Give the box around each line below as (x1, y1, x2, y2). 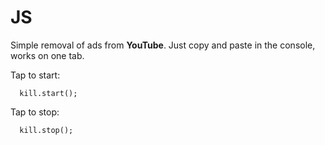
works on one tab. (10, 49, 85, 61)
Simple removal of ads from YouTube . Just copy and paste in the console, (10, 39, 316, 51)
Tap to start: (10, 69, 61, 81)
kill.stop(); (19, 125, 74, 135)
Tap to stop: (10, 106, 60, 118)
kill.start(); (19, 88, 78, 98)
